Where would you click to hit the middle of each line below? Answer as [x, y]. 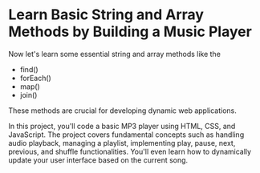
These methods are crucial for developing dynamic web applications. [122, 111]
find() [29, 69]
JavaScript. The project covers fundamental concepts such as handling [126, 135]
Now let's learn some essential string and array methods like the [114, 54]
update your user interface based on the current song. [98, 160]
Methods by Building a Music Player [130, 32]
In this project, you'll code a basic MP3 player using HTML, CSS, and [122, 126]
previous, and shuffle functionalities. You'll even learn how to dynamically [130, 151]
